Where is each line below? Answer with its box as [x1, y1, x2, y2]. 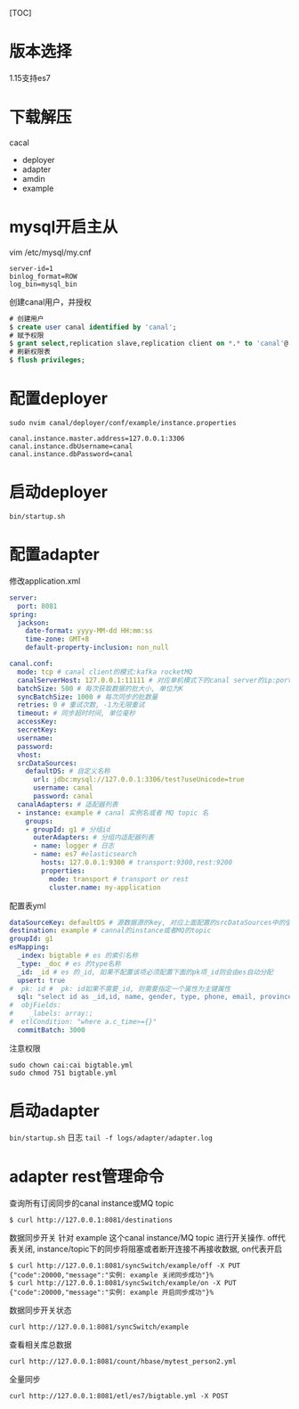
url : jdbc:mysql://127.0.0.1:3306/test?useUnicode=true [32, 775, 245, 784]
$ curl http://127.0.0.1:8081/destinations [9, 1216, 174, 1225]
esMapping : [9, 943, 50, 952]
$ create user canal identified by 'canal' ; [9, 323, 177, 332]
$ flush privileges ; [9, 356, 86, 365]
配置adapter [9, 545, 100, 565]
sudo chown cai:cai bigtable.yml [9, 1061, 133, 1069]
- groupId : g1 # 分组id [25, 824, 111, 834]
